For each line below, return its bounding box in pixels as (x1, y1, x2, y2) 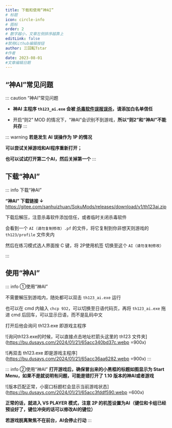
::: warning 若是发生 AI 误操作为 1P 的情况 (5, 134, 92, 140)
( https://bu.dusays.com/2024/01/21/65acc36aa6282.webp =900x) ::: (5, 355, 151, 362)
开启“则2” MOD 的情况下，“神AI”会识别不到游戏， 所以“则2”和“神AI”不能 (12, 116, 166, 123)
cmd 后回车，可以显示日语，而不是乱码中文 (11, 312, 103, 318)
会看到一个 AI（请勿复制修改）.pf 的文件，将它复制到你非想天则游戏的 (5, 225, 149, 231)
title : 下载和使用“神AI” (5, 7, 54, 13)
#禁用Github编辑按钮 (5, 41, 45, 46)
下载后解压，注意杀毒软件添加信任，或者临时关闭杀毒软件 (5, 214, 127, 220)
